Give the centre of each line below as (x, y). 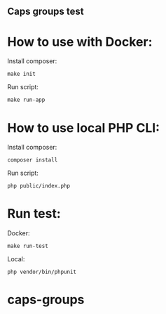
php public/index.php (39, 186)
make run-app (26, 100)
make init (22, 74)
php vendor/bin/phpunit (42, 272)
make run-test (28, 246)
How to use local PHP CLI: (83, 127)
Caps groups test (46, 12)
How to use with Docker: (80, 42)
